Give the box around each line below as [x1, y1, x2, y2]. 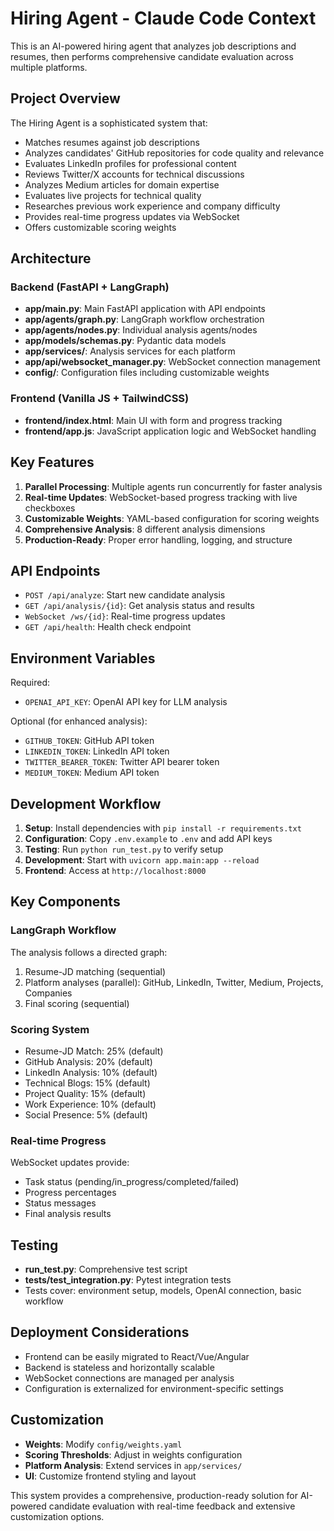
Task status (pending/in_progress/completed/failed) [24, 1176, 240, 1188]
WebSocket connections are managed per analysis [24, 1372, 235, 1384]
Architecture [10, 250, 92, 267]
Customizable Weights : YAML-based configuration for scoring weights [24, 512, 320, 524]
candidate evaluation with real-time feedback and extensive [48, 1500, 296, 1512]
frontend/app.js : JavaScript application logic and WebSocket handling [24, 425, 317, 437]
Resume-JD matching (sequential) [24, 965, 166, 977]
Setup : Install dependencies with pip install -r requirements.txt [24, 822, 302, 834]
